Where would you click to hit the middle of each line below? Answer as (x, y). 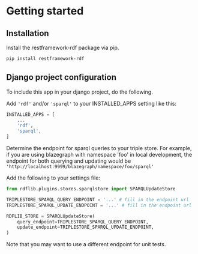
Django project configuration (61, 77)
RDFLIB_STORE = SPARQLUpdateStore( (51, 216)
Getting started (45, 11)
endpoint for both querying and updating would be (69, 161)
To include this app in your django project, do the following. (79, 92)
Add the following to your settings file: (53, 178)
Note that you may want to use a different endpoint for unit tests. (86, 244)
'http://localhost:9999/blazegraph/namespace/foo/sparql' (80, 167)
